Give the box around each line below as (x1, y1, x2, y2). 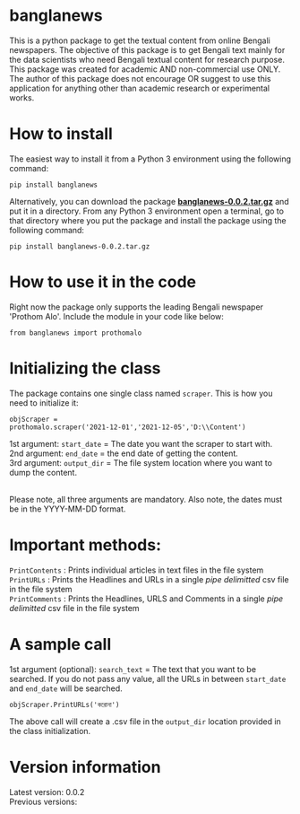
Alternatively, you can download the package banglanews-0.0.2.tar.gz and (9, 196, 289, 206)
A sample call (9, 634, 112, 654)
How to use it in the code (9, 272, 197, 293)
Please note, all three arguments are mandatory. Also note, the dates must (9, 494, 283, 504)
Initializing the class (9, 358, 161, 378)
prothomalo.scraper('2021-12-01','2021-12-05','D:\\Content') (9, 423, 246, 432)
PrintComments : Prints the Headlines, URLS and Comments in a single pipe (9, 593, 284, 604)
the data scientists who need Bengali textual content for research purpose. (9, 54, 285, 65)
